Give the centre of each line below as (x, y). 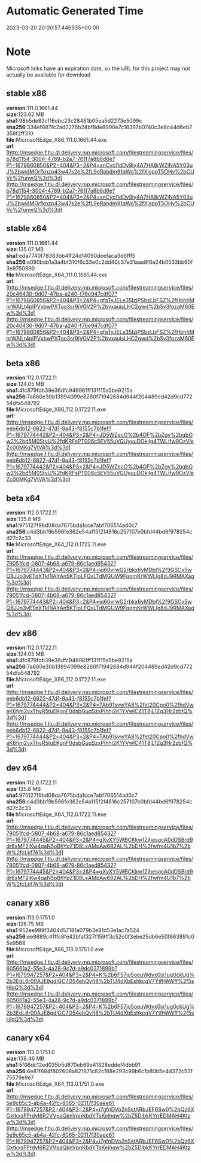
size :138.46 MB (25, 1059)
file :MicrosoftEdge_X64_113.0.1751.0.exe (55, 1084)
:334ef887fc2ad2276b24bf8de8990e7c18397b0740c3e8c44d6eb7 (109, 127)
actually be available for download (48, 74)
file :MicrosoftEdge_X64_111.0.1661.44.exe (57, 275)
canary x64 (28, 1038)
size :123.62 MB (25, 114)
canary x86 (28, 903)
